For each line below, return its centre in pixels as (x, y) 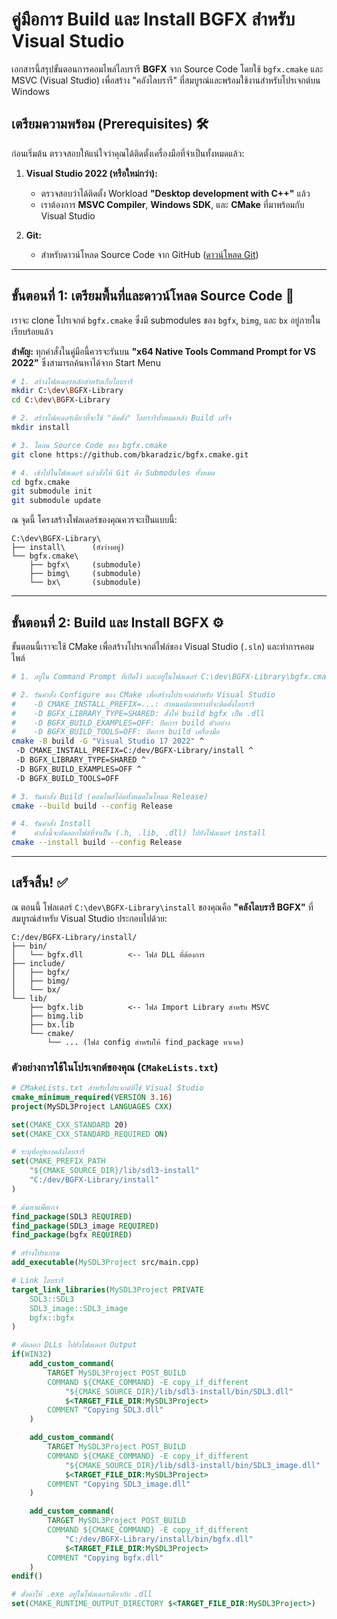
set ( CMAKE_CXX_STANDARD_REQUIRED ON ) (90, 1134)
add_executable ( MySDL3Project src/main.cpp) (105, 1263)
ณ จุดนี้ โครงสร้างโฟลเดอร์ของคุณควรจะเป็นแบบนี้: (94, 520)
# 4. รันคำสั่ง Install (51, 824)
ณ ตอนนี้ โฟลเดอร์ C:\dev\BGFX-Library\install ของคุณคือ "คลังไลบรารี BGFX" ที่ (162, 907)
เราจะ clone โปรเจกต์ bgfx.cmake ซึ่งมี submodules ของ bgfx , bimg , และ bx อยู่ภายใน (166, 320)
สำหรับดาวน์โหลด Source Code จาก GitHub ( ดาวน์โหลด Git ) (149, 254)
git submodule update (56, 501)
